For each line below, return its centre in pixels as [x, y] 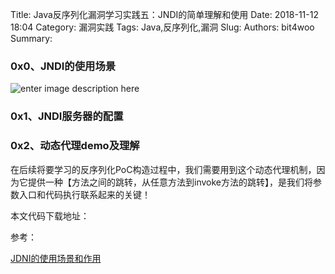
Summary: [31, 38]
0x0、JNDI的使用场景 [63, 66]
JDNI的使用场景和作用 [56, 258]
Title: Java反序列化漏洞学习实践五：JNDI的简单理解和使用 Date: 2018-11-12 [164, 14]
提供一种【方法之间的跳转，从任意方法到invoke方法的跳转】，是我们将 [170, 182]
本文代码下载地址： [50, 215]
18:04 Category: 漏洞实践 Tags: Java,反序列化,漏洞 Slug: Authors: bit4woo [162, 27]
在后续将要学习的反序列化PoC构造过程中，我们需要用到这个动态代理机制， [163, 169]
